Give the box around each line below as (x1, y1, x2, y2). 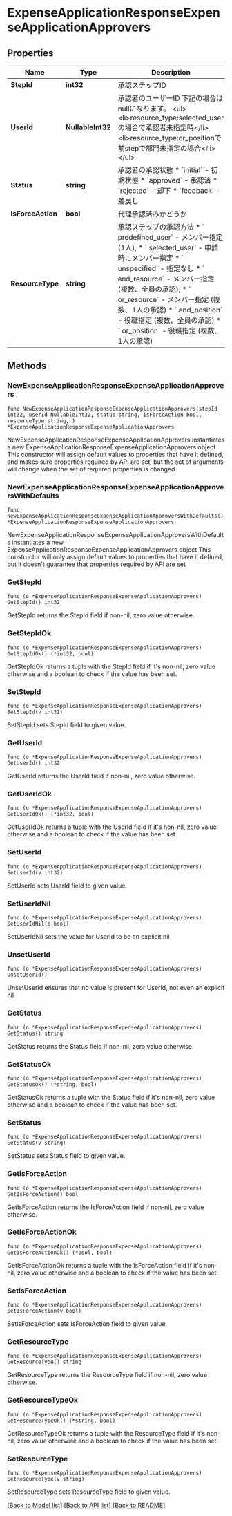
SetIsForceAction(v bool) (7, 1308, 81, 1315)
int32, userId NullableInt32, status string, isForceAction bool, (7, 411, 202, 418)
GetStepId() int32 (7, 599, 60, 606)
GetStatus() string (7, 1030, 64, 1037)
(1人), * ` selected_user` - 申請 (117, 243, 219, 252)
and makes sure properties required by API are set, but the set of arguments (7, 458, 224, 466)
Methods (7, 360, 47, 372)
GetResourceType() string (7, 1358, 81, 1366)
